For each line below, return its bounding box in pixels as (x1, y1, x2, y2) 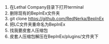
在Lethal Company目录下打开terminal (9, 4, 84, 10)
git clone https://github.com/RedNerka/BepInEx (9, 16, 104, 21)
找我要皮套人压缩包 (9, 28, 48, 33)
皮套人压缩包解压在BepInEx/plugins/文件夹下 (9, 33, 99, 39)
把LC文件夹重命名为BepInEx (9, 21, 66, 27)
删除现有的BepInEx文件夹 (9, 10, 60, 16)
